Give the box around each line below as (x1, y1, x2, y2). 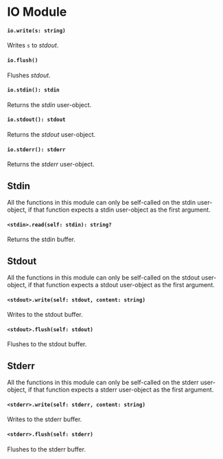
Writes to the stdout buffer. (7, 311, 84, 319)
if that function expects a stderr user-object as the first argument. (28, 385, 214, 394)
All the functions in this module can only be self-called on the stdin (7, 199, 196, 207)
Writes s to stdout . (7, 41, 59, 49)
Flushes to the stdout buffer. (7, 340, 87, 348)
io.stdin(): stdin (7, 87, 60, 93)
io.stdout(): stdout (7, 116, 67, 124)
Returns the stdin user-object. (7, 100, 92, 109)
